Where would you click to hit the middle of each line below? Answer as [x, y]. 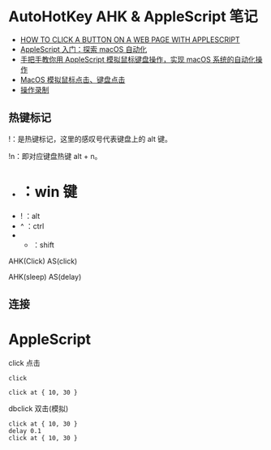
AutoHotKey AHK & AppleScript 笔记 [133, 17]
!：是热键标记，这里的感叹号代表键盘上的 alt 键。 [90, 139]
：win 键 [49, 192]
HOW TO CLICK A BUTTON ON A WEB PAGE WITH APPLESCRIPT [130, 39]
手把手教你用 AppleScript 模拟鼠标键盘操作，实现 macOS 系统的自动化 [138, 59]
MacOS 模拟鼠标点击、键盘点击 [73, 79]
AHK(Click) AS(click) [43, 261]
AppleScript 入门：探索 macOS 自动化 [84, 49]
